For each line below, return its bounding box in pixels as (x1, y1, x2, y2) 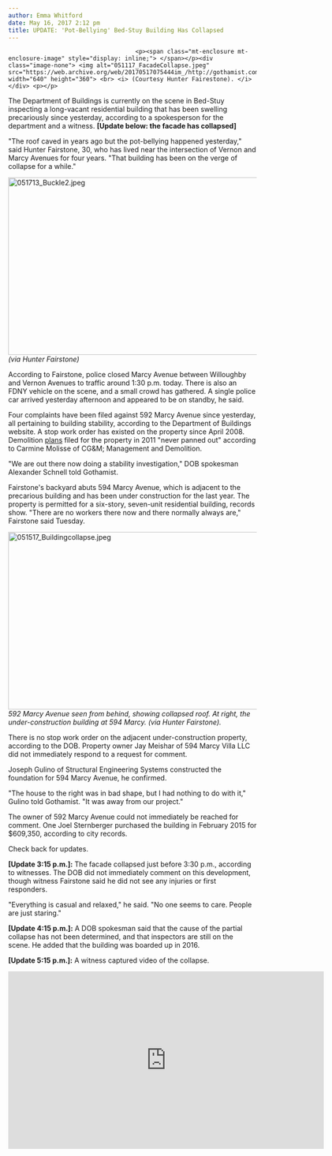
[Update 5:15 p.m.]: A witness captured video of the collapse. (8, 956, 210, 965)
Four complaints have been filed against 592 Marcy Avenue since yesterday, (8, 410, 256, 420)
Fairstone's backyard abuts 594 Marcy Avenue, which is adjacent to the (8, 483, 241, 492)
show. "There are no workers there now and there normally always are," (8, 508, 241, 518)
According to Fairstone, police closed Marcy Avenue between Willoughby (8, 370, 247, 380)
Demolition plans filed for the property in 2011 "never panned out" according (8, 436, 256, 445)
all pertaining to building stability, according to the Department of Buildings (8, 419, 252, 428)
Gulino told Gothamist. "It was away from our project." (8, 797, 184, 806)
